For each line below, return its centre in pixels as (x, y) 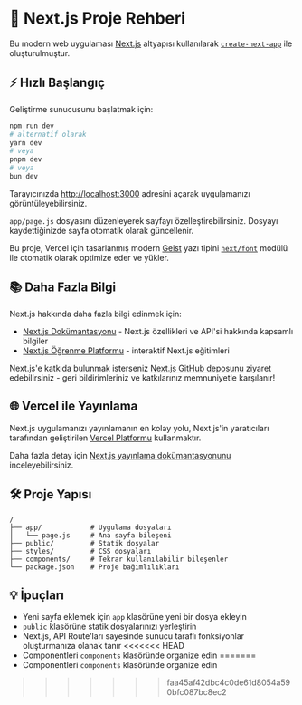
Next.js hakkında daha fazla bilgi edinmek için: (96, 314)
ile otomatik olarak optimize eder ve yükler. (90, 257)
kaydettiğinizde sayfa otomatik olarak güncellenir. (102, 230)
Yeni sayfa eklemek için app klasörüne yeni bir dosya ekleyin (134, 617)
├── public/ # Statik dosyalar (85, 544)
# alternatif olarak (48, 134)
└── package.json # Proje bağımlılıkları (94, 567)
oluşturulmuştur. (40, 53)
